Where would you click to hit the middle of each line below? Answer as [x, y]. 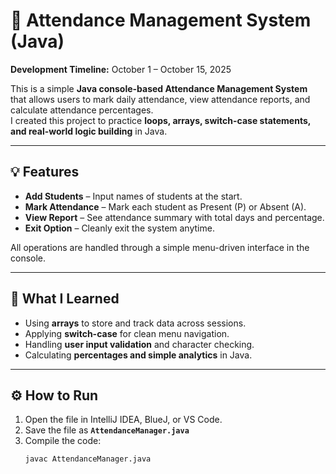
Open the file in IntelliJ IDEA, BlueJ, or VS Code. [123, 420]
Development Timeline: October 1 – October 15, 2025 [121, 69]
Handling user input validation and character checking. [139, 344]
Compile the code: [63, 441]
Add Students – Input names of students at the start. [133, 196]
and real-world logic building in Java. [89, 131]
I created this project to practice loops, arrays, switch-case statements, [161, 120]
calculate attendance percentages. [82, 110]
